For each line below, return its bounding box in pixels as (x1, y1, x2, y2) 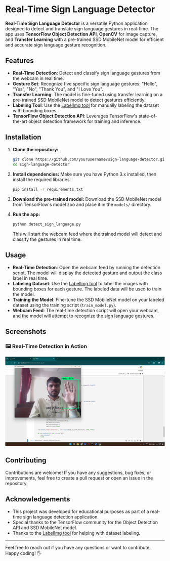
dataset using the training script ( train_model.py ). (12, 302, 116, 308)
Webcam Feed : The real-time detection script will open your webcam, (12, 307, 159, 313)
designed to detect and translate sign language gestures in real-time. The (5, 25, 158, 31)
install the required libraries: (12, 177, 71, 183)
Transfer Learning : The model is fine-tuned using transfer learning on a (12, 91, 163, 97)
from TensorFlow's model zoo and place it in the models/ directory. (12, 201, 152, 208)
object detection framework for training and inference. (28, 118, 142, 124)
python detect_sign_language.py (12, 222, 81, 227)
